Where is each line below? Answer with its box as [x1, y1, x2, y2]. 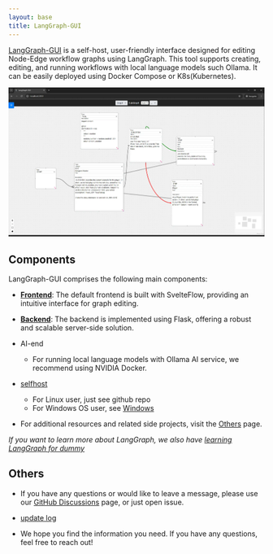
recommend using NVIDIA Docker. [32, 363, 148, 373]
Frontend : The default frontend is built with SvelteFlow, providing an [19, 290, 249, 299]
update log [19, 513, 57, 522]
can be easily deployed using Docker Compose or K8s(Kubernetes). [8, 71, 236, 81]
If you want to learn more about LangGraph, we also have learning [8, 434, 232, 444]
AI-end [19, 338, 44, 348]
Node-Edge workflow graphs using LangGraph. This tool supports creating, [8, 54, 262, 63]
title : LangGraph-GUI [8, 21, 82, 30]
